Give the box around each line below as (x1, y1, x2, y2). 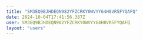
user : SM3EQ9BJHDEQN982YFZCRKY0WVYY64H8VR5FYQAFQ (6, 19, 131, 25)
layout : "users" (6, 25, 46, 31)
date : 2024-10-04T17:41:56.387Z (6, 14, 85, 20)
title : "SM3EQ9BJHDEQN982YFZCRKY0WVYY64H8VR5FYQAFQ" (6, 8, 138, 15)
